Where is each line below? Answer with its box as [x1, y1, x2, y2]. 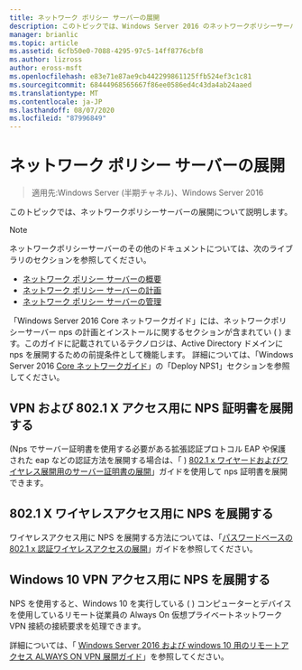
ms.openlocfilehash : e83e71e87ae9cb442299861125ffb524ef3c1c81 [9, 72, 252, 81]
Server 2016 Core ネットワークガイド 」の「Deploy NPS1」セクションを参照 [9, 360, 290, 371]
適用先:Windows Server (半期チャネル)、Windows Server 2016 [31, 187, 264, 199]
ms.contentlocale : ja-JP [9, 97, 103, 107]
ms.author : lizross [9, 55, 83, 64]
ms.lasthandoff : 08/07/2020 [9, 106, 115, 115]
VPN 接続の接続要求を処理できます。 [9, 620, 146, 631]
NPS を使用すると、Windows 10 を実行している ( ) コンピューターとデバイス [9, 598, 292, 609]
